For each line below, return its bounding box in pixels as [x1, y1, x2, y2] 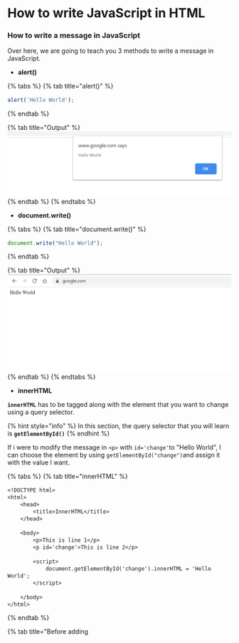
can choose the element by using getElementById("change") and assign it [7, 450, 221, 459]
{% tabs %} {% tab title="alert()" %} [7, 82, 114, 91]
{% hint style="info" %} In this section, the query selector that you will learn [7, 421, 230, 430]
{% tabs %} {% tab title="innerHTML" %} [7, 472, 128, 480]
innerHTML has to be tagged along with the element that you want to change [7, 400, 229, 408]
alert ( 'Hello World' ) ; [7, 96, 75, 104]
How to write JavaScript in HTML [7, 5, 206, 21]
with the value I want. [7, 458, 70, 467]
